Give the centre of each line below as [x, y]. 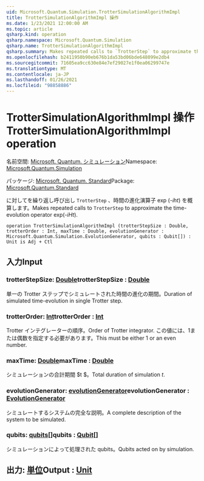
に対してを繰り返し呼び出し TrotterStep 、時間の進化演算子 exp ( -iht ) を [97, 200]
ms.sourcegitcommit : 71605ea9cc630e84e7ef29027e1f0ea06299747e [88, 63]
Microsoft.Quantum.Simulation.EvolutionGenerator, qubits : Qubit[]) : [99, 236]
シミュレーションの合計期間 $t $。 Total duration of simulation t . [86, 374]
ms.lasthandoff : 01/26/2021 [42, 80]
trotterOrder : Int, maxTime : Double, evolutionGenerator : [85, 231]
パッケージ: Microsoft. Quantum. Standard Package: [70, 181]
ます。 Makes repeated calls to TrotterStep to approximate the [94, 208]
